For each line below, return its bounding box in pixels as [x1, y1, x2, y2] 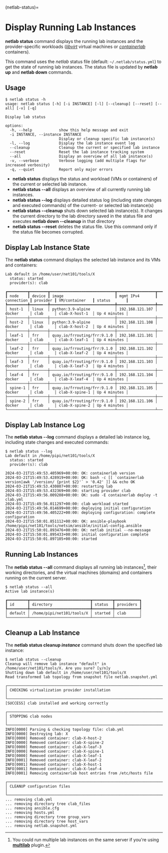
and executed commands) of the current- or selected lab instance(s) [12, 202, 154, 208]
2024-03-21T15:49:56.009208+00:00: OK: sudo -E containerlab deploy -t [5, 492, 157, 498]
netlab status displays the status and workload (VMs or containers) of [12, 175, 157, 181]
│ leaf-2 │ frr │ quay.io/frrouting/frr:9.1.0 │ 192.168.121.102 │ [5, 346, 157, 351]
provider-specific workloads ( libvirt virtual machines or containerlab [5, 43, 146, 49]
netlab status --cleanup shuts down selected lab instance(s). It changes [12, 207, 162, 213]
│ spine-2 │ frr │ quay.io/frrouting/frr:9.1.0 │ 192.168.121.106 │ [5, 398, 157, 403]
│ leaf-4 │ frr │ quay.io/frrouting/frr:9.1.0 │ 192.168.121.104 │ [5, 372, 157, 377]
